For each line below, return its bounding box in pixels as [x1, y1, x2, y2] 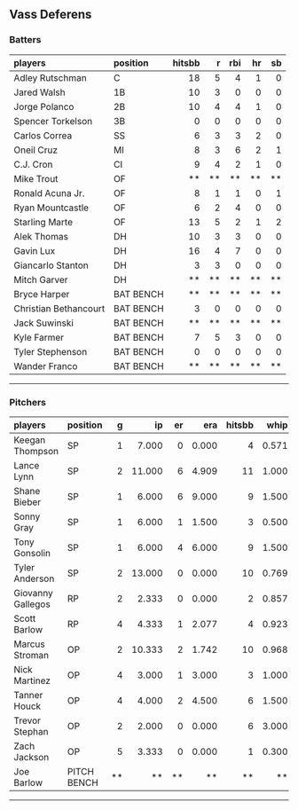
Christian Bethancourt [13, 302, 106, 314]
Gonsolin [13, 547, 51, 559]
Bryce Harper [13, 287, 70, 300]
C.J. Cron [13, 158, 53, 170]
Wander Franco [13, 359, 78, 372]
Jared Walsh [13, 86, 67, 98]
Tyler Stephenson [13, 345, 88, 358]
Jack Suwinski [13, 317, 74, 329]
